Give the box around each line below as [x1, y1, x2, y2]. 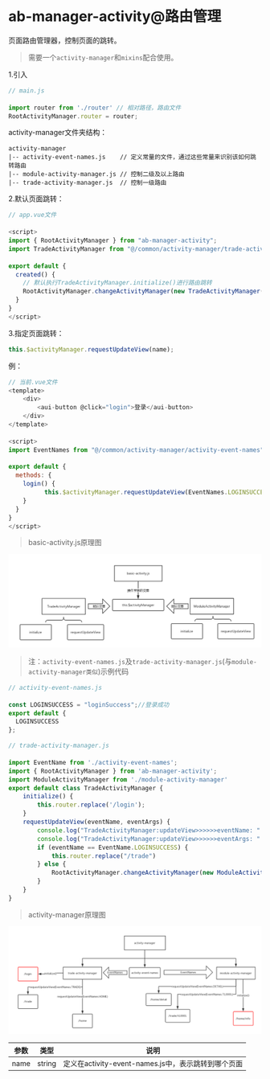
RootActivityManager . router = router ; [8, 112, 138, 121]
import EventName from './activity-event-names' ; [8, 758, 178, 766]
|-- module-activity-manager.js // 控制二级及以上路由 [8, 170, 185, 178]
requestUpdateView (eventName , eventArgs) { [22, 818, 171, 827]
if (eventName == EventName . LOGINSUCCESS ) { [37, 843, 189, 851]
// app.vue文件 [8, 211, 57, 219]
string [37, 1058, 57, 1068]
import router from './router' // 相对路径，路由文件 [8, 104, 182, 112]
